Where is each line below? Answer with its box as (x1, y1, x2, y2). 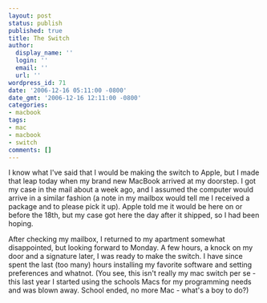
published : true (8, 26, 63, 34)
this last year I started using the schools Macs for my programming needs (8, 277, 252, 287)
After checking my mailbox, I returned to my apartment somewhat (8, 234, 226, 244)
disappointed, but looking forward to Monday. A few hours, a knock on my (8, 243, 253, 252)
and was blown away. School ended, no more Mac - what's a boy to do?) (8, 285, 249, 295)
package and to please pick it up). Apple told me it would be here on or (8, 202, 243, 212)
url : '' (15, 71, 42, 79)
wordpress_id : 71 (8, 79, 67, 87)
